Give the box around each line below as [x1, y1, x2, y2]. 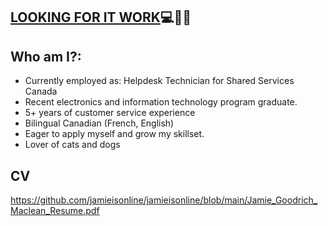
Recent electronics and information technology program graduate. [24, 96, 298, 108]
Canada [24, 85, 58, 98]
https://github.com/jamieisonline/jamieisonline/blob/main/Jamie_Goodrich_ [10, 194, 318, 206]
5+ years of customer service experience [24, 107, 196, 119]
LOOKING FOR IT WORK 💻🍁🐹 [10, 9, 192, 26]
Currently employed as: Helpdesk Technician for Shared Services [24, 75, 295, 87]
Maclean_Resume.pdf [10, 205, 100, 217]
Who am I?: [10, 48, 82, 65]
